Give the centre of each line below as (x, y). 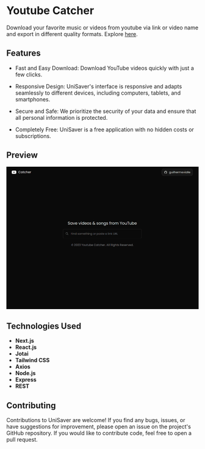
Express (26, 380)
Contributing (31, 405)
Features (23, 53)
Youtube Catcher (50, 11)
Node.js (25, 373)
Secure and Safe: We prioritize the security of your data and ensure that (106, 111)
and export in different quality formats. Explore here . (72, 34)
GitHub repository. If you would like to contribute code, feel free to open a (99, 433)
